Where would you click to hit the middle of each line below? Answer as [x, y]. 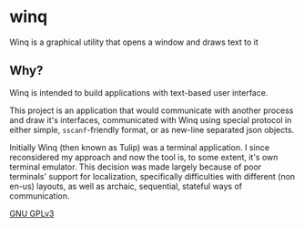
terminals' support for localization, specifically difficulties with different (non [152, 176]
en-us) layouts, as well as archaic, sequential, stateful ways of [126, 186]
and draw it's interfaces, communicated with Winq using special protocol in [151, 119]
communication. [40, 196]
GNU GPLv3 [32, 213]
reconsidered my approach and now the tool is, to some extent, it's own [144, 157]
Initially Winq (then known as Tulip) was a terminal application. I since [140, 147]
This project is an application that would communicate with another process [152, 110]
